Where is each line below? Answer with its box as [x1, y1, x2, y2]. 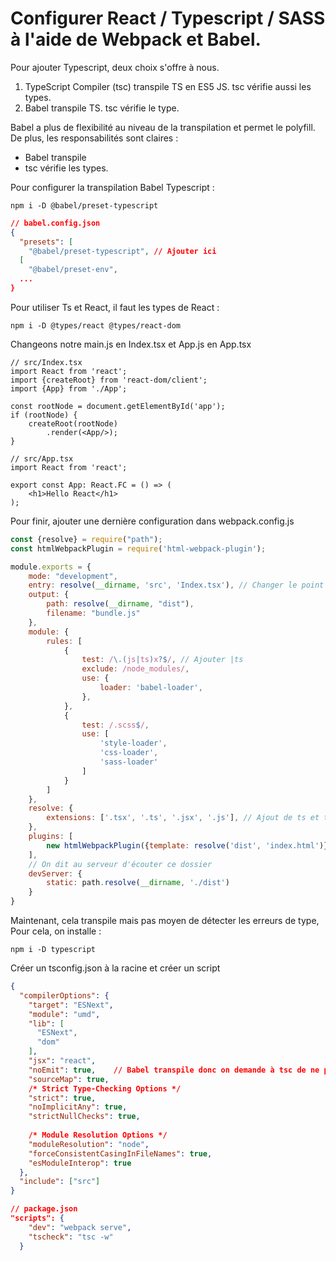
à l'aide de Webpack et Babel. [10, 28, 262, 51]
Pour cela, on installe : [10, 925, 102, 937]
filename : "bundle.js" [46, 608, 141, 619]
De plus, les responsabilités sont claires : [10, 132, 179, 144]
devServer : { [28, 868, 83, 879]
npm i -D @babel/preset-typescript [10, 200, 159, 211]
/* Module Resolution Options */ [28, 1130, 168, 1141]
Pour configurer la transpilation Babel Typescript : [10, 181, 215, 193]
